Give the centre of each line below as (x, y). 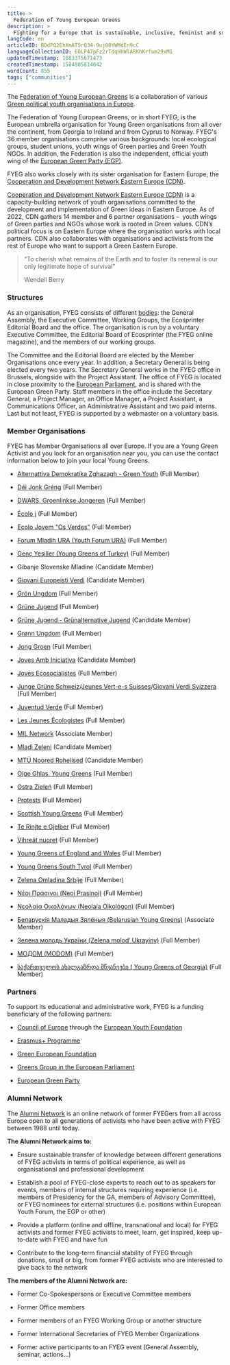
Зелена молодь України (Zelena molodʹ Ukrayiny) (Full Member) (108, 940)
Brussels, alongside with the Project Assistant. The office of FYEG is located (114, 377)
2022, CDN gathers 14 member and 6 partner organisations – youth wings (112, 217)
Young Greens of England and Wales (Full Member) (89, 853)
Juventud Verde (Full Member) (60, 707)
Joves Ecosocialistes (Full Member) (67, 673)
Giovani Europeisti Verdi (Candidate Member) (81, 580)
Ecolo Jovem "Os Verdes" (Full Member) (74, 527)
